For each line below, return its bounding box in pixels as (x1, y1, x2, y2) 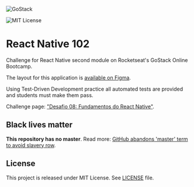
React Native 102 (6, 37, 90, 51)
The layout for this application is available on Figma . (6, 74, 131, 81)
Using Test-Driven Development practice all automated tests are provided (6, 85, 183, 92)
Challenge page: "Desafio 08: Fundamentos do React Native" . (6, 103, 155, 110)
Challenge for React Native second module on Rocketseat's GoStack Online (6, 56, 188, 64)
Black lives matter (6, 120, 73, 130)
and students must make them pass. (6, 91, 93, 99)
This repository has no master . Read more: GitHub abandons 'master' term (6, 135, 188, 143)
